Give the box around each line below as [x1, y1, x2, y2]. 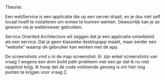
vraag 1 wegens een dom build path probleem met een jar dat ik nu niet [5, 59, 149, 64]
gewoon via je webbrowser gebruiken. [5, 24, 83, 30]
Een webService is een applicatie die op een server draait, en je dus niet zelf [5, 14, 161, 19]
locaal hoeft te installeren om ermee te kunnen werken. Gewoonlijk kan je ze [5, 19, 160, 25]
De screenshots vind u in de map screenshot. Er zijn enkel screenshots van [5, 53, 158, 59]
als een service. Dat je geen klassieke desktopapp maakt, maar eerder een [5, 39, 157, 45]
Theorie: [5, 4, 22, 10]
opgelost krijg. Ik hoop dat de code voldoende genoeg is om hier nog [5, 64, 145, 70]
